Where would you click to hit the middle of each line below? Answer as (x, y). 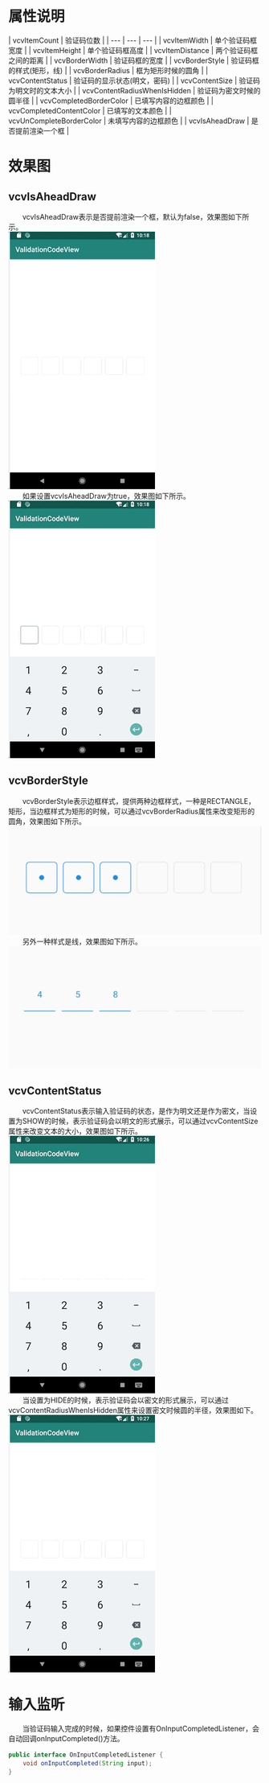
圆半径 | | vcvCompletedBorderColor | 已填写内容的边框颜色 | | (111, 101)
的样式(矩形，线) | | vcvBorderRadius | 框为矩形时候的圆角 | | (108, 70)
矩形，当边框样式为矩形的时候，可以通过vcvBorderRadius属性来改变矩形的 (132, 811)
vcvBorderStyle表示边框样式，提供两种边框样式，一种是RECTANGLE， (139, 801)
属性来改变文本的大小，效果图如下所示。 (75, 1131)
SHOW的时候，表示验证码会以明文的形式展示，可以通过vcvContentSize (140, 1121)
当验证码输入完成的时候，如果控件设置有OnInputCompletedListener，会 (141, 1728)
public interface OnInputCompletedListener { (86, 1755)
